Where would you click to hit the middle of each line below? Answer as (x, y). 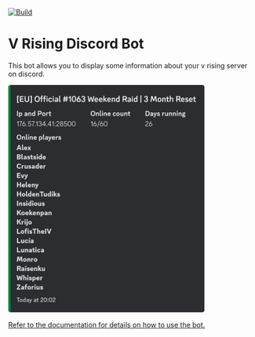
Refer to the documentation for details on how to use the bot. (107, 325)
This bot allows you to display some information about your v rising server (128, 65)
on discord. (26, 74)
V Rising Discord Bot (76, 44)
